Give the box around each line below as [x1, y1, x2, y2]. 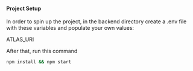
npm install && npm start [6, 59, 71, 65]
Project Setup [6, 5, 42, 12]
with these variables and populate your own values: [6, 24, 134, 32]
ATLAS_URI [6, 36, 34, 43]
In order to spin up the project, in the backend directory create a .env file [6, 18, 187, 25]
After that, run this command [6, 48, 78, 55]
